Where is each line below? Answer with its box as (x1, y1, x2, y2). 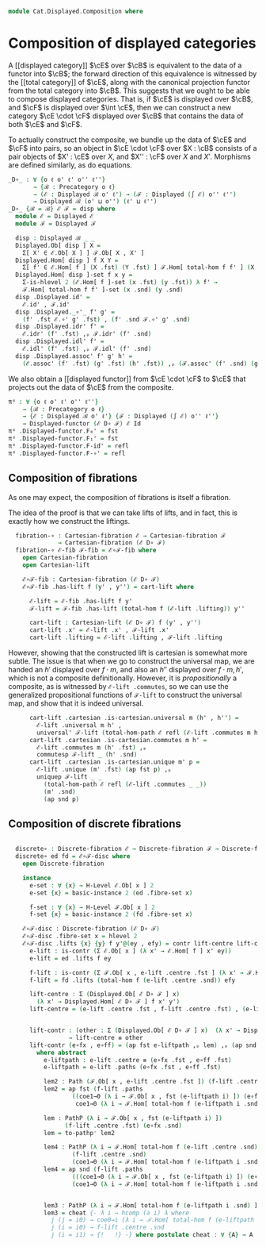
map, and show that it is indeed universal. (8, 699, 144, 708)
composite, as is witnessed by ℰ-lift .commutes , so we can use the (8, 682, 229, 691)
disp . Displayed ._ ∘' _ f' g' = (15, 308, 115, 316)
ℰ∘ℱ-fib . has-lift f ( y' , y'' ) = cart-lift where (22, 583, 194, 591)
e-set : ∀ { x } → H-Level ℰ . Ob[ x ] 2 (28, 881, 154, 889)
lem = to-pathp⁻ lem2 (43, 1129, 115, 1137)
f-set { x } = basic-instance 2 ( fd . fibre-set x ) (28, 910, 193, 918)
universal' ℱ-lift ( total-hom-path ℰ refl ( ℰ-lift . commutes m (36, 729, 251, 737)
